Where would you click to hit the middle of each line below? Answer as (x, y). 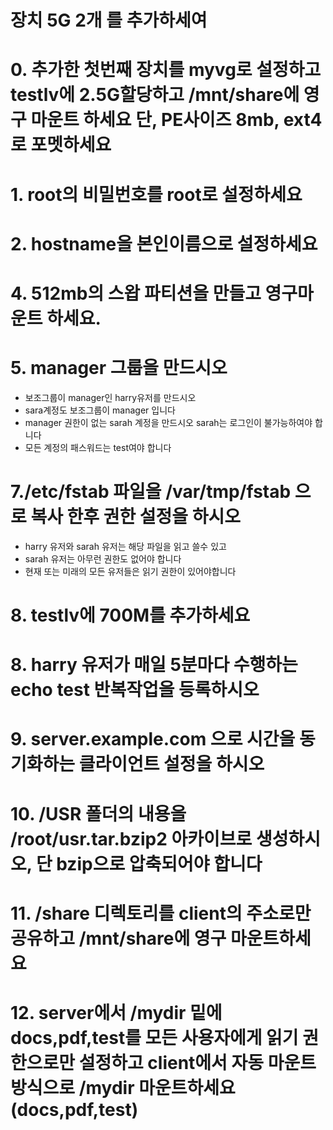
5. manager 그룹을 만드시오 (119, 368)
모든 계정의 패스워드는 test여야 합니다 (98, 447)
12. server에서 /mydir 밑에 (116, 1012)
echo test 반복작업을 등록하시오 (135, 690)
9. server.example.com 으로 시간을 (153, 739)
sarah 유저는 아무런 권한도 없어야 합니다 (103, 558)
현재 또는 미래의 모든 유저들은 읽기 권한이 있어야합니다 (130, 571)
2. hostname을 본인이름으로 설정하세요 (164, 243)
